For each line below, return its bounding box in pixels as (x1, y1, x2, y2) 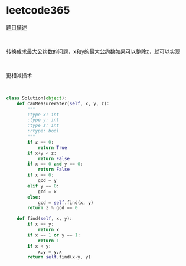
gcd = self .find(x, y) (37, 199, 94, 206)
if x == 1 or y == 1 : (27, 232, 81, 238)
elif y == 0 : (27, 183, 60, 189)
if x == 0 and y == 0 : (27, 161, 83, 167)
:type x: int (27, 112, 60, 118)
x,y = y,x (37, 249, 62, 255)
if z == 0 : (27, 139, 54, 145)
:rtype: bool (27, 128, 60, 134)
